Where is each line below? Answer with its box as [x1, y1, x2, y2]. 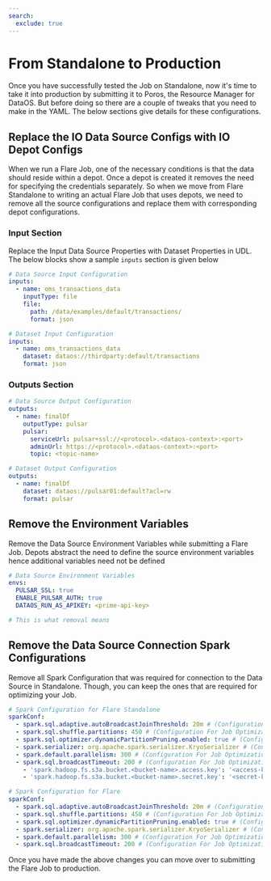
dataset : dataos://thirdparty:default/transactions [23, 353, 200, 361]
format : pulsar [23, 494, 74, 502]
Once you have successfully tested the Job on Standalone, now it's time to [8, 81, 257, 91]
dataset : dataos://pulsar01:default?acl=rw [23, 487, 172, 495]
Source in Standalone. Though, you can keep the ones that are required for [8, 681, 258, 691]
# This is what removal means [8, 616, 110, 624]
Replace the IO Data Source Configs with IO [8, 130, 231, 144]
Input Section [8, 227, 62, 239]
